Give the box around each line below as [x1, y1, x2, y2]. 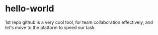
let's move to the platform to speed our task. [5, 24, 96, 30]
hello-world [5, 3, 55, 14]
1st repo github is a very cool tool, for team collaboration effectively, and [5, 19, 153, 25]
